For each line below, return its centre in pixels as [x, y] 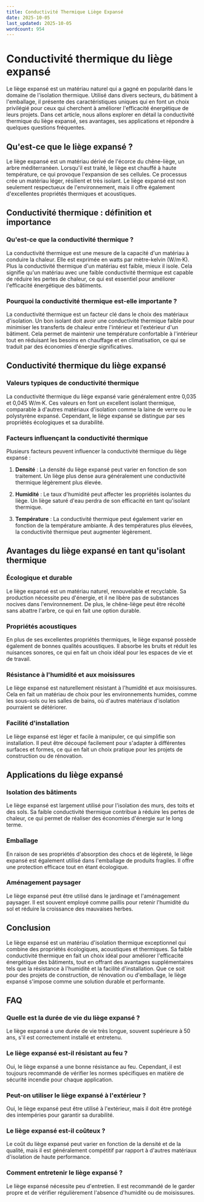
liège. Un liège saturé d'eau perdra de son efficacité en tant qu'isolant [102, 500]
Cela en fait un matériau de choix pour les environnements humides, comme [102, 694]
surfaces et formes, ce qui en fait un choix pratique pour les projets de [95, 749]
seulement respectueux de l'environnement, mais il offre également [91, 187]
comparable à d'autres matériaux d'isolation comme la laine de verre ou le [99, 409]
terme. [15, 825]
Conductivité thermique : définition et [79, 213]
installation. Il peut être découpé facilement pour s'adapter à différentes [96, 743]
